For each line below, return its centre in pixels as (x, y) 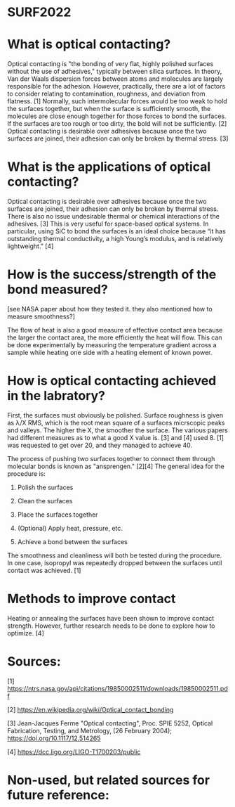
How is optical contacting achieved (112, 381)
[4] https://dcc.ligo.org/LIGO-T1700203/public (74, 751)
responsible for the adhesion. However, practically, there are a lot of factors (116, 86)
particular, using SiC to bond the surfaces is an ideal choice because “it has (116, 231)
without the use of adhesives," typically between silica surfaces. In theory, (115, 72)
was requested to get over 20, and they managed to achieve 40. (100, 445)
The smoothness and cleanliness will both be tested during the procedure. (115, 555)
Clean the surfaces (45, 501)
